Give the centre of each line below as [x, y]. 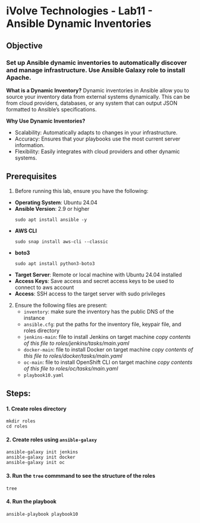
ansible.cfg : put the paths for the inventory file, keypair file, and [102, 324]
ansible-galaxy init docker [41, 457]
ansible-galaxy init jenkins [42, 452]
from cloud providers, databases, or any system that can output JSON [92, 103]
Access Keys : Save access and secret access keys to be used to [94, 281]
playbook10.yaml [44, 375]
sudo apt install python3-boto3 [55, 263]
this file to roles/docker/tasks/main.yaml [73, 356]
